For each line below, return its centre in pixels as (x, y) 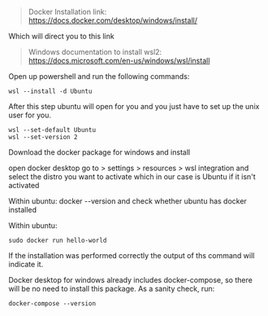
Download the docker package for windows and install (99, 152)
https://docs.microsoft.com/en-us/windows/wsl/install (119, 61)
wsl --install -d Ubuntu (50, 91)
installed (23, 210)
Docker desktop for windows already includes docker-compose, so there (131, 280)
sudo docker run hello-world (58, 240)
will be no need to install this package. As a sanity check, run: (112, 289)
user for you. (30, 115)
